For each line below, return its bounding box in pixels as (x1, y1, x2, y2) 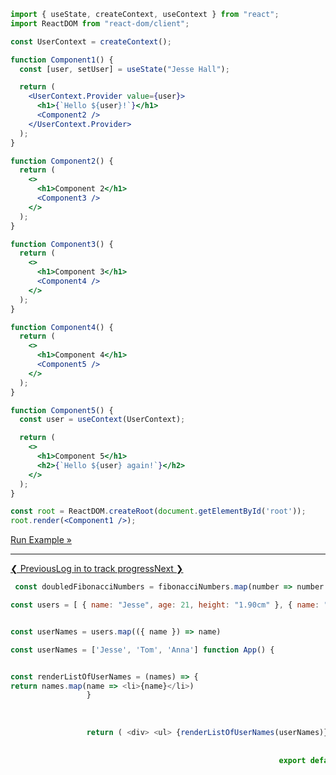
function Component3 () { (10, 239, 114, 249)
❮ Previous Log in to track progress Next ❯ (10, 563, 184, 575)
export (278, 755, 307, 765)
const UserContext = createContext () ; (10, 36, 172, 47)
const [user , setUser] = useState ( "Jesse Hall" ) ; (19, 64, 230, 74)
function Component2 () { (10, 156, 114, 166)
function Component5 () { (10, 405, 114, 415)
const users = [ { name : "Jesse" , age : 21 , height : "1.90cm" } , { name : (10, 600, 320, 610)
